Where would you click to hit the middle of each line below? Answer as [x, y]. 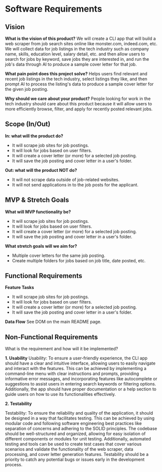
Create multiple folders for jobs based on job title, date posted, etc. [79, 260]
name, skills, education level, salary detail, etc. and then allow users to [75, 54]
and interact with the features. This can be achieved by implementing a [76, 369]
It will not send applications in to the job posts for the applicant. [75, 185]
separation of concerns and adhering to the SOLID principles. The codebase [81, 429]
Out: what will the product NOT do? [41, 170]
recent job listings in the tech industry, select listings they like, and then [76, 79]
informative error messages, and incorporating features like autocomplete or [81, 379]
